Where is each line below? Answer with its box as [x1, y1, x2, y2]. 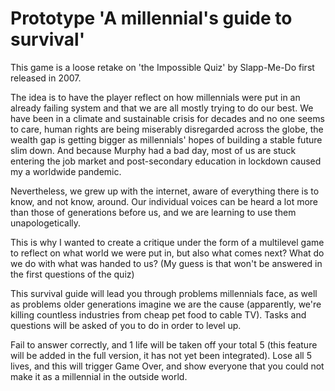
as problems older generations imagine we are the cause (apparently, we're [10, 298, 322, 310]
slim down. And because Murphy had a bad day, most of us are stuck [10, 144, 297, 156]
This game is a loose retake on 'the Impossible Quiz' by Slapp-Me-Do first [10, 61, 315, 73]
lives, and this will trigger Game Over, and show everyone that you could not [10, 360, 325, 372]
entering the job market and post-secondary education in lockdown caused [10, 155, 322, 167]
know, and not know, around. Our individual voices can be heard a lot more [10, 195, 319, 207]
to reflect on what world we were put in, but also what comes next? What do [10, 247, 325, 259]
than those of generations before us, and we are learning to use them [10, 206, 297, 218]
